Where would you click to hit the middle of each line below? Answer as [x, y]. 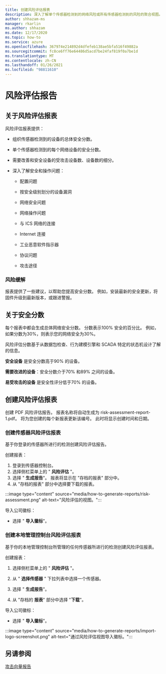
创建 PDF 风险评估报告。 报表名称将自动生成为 [52, 412]
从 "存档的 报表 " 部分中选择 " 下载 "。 [49, 600]
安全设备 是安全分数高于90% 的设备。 [44, 361]
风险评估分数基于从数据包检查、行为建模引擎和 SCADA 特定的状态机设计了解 [83, 344]
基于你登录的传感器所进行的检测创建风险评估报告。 [57, 444]
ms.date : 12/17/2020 [26, 33]
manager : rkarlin [23, 24]
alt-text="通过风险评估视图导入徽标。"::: [92, 636]
